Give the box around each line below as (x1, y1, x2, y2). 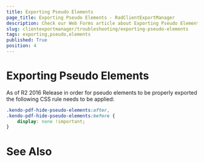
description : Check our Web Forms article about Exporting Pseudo (6, 20, 178, 26)
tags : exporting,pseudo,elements (6, 32, 91, 38)
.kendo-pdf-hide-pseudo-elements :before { (6, 113, 115, 119)
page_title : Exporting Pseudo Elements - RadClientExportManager (6, 15, 175, 21)
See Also (6, 144, 52, 158)
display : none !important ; (17, 118, 86, 124)
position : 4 (6, 43, 36, 49)
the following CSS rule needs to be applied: (6, 95, 115, 103)
